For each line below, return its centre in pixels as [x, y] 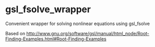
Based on [15, 33]
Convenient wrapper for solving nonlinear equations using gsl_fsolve [77, 24]
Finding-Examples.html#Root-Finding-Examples [56, 39]
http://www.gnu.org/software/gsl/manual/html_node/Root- [88, 33]
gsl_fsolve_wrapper [48, 9]
